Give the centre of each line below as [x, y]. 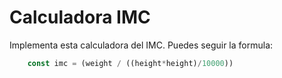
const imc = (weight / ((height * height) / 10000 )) [130, 63]
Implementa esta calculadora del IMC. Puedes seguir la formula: [141, 45]
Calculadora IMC [80, 17]
